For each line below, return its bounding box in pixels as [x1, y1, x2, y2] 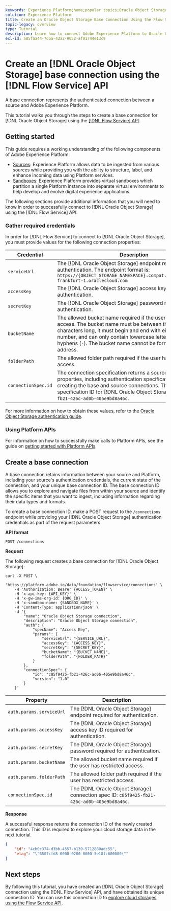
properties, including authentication [57, 375, 142, 383]
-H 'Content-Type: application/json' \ [14, 605, 99, 610]
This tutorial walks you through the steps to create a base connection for [5, 112, 158, 118]
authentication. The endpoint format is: [57, 266, 150, 273]
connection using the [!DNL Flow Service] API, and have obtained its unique [5, 889, 164, 895]
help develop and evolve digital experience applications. [12, 188, 131, 194]
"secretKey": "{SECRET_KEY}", [41, 645, 106, 650]
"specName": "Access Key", [32, 627, 90, 632]
